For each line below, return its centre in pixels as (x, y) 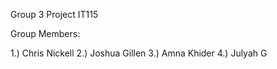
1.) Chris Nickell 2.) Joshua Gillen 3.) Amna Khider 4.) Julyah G (139, 53)
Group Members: (45, 33)
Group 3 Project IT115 (54, 14)
